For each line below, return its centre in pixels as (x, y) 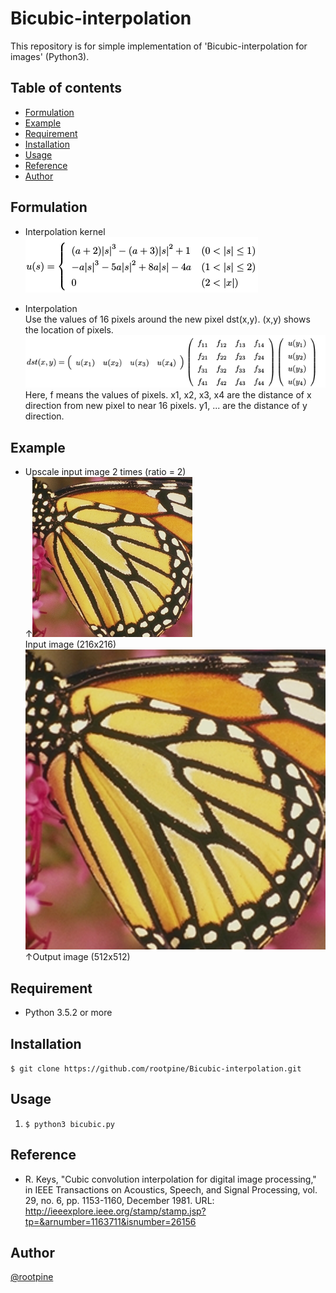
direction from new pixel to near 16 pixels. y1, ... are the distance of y (166, 406)
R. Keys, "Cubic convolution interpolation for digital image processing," (170, 1179)
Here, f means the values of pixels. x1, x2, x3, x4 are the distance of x (168, 395)
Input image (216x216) (70, 644)
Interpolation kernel (65, 231)
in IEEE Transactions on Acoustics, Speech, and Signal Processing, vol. (171, 1189)
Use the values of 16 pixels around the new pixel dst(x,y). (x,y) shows (167, 319)
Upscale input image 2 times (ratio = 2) (105, 472)
